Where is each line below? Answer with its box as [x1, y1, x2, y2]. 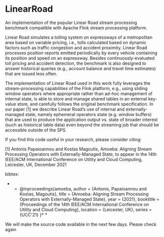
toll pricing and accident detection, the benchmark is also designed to [5, 60, 146, 66]
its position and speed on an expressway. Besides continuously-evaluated [5, 55, 155, 61]
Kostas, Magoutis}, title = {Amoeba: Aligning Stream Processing [19, 191, 149, 197]
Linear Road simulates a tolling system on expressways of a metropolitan [5, 34, 153, 40]
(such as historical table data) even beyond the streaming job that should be [5, 121, 159, 128]
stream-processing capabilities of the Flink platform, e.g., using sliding [5, 85, 148, 91]
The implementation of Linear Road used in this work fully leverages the [5, 80, 151, 86]
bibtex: [5, 171, 19, 177]
